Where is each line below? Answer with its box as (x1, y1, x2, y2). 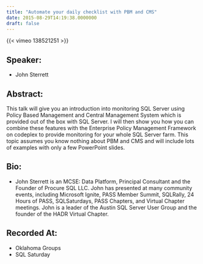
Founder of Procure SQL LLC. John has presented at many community (15, 184, 193, 191)
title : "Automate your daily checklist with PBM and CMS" (6, 9, 157, 15)
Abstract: (6, 89, 43, 99)
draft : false (6, 20, 40, 26)
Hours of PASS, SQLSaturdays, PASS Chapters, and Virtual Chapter (15, 197, 185, 205)
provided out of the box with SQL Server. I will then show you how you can (6, 118, 194, 125)
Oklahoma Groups (15, 244, 61, 251)
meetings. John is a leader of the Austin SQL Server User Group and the (15, 204, 197, 211)
